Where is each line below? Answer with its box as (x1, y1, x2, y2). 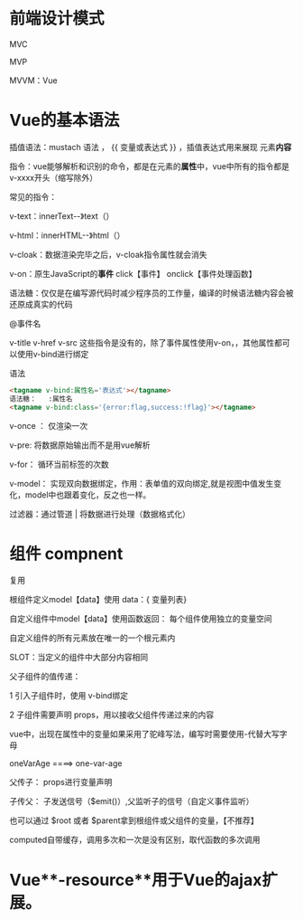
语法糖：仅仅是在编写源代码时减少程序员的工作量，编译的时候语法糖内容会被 (9, 287, 294, 298)
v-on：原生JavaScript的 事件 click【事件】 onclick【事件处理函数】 (9, 268, 257, 279)
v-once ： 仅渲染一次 (9, 420, 88, 431)
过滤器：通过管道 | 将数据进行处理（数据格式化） (9, 508, 191, 519)
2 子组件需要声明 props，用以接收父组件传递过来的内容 (9, 709, 215, 720)
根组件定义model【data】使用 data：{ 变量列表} (9, 594, 188, 605)
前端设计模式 (9, 8, 106, 29)
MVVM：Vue (9, 74, 58, 86)
